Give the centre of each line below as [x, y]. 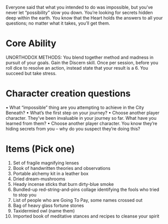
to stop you [25, 194]
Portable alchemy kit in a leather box [51, 173]
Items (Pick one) [40, 149]
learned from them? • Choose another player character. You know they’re [81, 123]
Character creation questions [68, 93]
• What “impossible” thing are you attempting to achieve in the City [75, 107]
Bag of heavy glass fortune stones [48, 205]
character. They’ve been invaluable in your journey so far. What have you [81, 118]
